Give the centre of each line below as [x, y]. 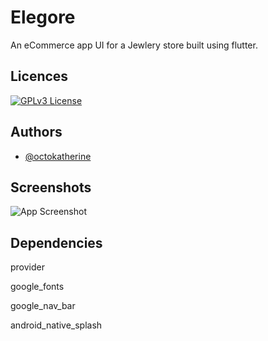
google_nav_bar [43, 306]
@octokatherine [58, 156]
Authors [36, 132]
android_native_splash [56, 325]
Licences [39, 76]
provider [27, 267]
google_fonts [37, 287]
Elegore [43, 17]
